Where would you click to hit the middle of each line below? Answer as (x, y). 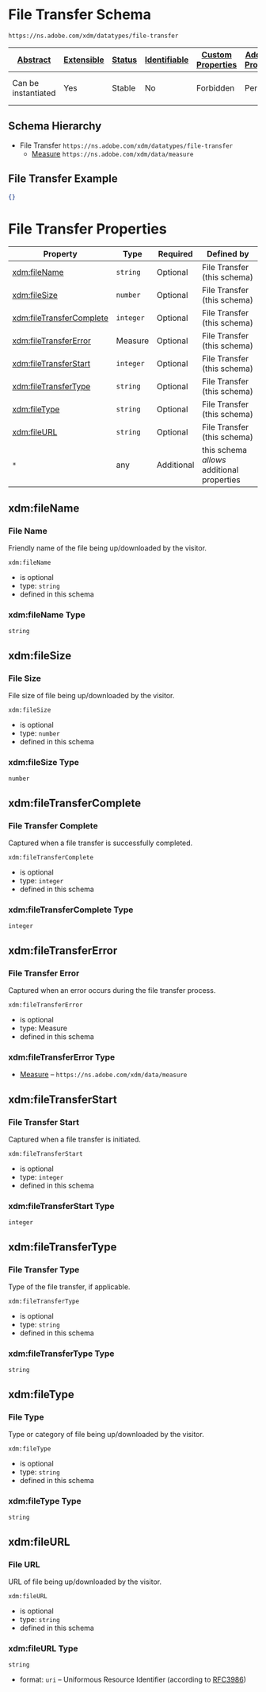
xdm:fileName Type (47, 615)
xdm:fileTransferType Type (61, 1354)
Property (60, 254)
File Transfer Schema (80, 15)
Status (124, 60)
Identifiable (167, 60)
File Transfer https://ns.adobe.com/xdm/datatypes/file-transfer (126, 145)
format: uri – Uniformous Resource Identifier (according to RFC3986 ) (133, 1680)
